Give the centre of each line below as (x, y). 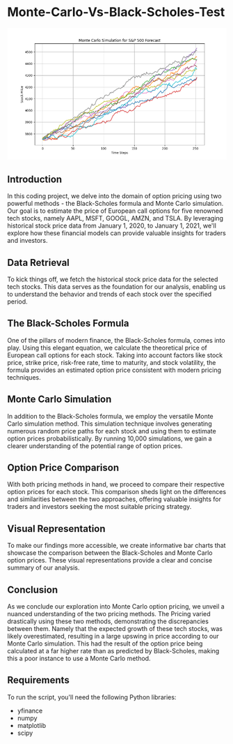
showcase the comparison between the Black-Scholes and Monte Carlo (110, 553)
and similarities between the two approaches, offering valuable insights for (114, 499)
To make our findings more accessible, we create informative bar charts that (116, 546)
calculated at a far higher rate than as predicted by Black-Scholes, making (113, 651)
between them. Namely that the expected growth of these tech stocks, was (115, 629)
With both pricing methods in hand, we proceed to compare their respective (116, 484)
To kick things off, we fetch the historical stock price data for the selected (113, 279)
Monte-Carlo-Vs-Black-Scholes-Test (116, 12)
